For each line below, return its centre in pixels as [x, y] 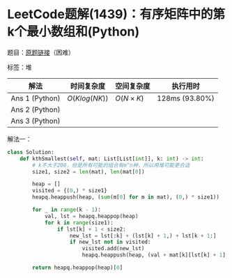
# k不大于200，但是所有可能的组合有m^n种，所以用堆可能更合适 [111, 165]
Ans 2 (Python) [36, 109]
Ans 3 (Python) [36, 121]
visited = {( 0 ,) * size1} [70, 191]
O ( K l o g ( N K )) [88, 98]
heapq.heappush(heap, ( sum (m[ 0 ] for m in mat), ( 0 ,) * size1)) [126, 197]
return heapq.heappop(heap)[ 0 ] [78, 268]
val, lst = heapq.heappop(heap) [91, 216]
